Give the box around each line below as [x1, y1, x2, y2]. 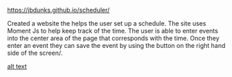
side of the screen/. [7, 49, 63, 57]
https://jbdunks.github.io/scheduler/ [7, 6, 110, 14]
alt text [7, 62, 27, 70]
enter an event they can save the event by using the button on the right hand [7, 42, 226, 49]
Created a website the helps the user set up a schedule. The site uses [7, 19, 206, 27]
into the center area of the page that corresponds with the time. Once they [7, 34, 220, 42]
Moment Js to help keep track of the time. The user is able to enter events [7, 27, 218, 35]
